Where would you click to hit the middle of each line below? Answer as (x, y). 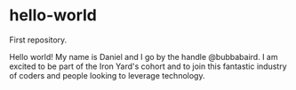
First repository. (38, 40)
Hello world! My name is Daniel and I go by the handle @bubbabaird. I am (144, 56)
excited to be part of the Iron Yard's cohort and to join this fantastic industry (148, 66)
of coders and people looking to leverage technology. (107, 75)
